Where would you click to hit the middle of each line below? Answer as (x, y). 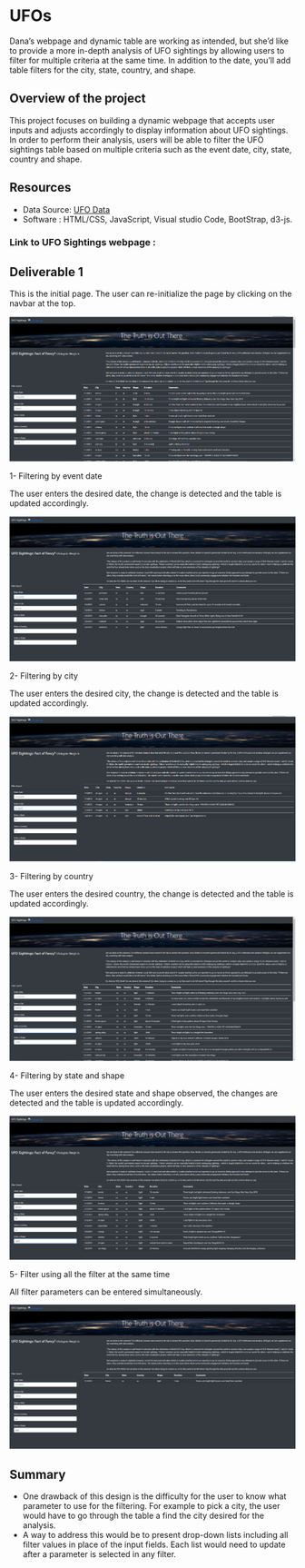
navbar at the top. (43, 303)
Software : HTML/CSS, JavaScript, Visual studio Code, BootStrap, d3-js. (157, 219)
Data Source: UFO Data (66, 209)
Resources (40, 188)
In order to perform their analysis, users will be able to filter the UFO (137, 139)
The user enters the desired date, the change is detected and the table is (146, 494)
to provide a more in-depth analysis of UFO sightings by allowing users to (147, 50)
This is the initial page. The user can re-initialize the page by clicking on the (151, 294)
